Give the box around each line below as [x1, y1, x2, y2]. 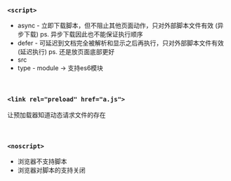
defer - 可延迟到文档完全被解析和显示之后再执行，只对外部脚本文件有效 [17, 39, 225, 48]
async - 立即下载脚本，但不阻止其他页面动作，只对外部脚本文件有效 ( [17, 21, 218, 30]
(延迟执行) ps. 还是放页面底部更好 [17, 48, 114, 56]
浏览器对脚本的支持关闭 [17, 166, 86, 174]
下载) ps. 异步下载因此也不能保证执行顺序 [23, 30, 143, 39]
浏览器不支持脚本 [17, 157, 67, 166]
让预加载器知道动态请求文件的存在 [7, 110, 106, 119]
